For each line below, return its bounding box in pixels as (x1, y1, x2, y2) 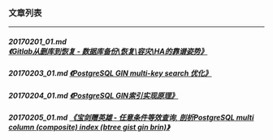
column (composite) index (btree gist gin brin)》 (8, 122, 171, 132)
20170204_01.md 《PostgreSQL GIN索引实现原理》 (8, 90, 179, 100)
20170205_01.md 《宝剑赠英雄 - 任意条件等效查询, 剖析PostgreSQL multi (8, 112, 254, 123)
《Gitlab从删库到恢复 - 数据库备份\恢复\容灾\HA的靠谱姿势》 (8, 46, 208, 56)
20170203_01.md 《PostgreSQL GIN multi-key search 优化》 (8, 68, 213, 78)
